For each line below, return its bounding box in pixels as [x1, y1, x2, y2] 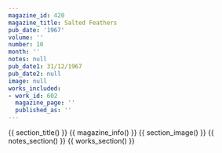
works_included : [8, 84, 61, 93]
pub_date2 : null [8, 70, 61, 78]
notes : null [8, 56, 47, 64]
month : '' [8, 48, 41, 56]
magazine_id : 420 [8, 11, 65, 20]
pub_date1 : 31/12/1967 [8, 63, 82, 71]
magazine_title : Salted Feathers [8, 19, 118, 27]
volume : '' [8, 33, 44, 42]
